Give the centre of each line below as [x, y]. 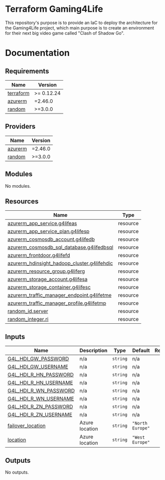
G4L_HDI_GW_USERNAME [38, 367]
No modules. [18, 186]
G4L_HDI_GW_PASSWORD [38, 359]
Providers [20, 127]
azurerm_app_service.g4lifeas [42, 224]
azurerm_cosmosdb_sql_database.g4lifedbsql [61, 248]
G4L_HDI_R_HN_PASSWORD [41, 375]
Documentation [38, 53]
